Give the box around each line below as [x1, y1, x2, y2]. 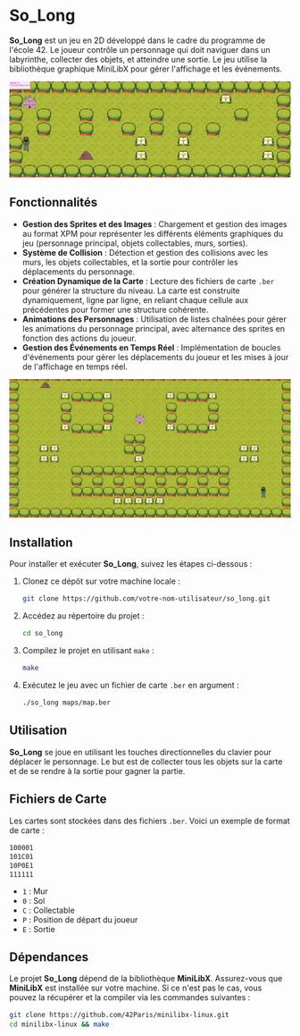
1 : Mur [21, 886, 49, 897]
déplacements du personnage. [21, 265, 136, 277]
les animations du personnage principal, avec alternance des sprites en [21, 323, 286, 333]
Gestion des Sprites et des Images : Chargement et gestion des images [21, 218, 287, 229]
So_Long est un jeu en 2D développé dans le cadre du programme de [9, 35, 266, 46]
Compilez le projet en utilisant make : [21, 645, 154, 656]
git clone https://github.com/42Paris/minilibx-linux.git [9, 1011, 229, 1020]
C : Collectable [21, 905, 76, 915]
